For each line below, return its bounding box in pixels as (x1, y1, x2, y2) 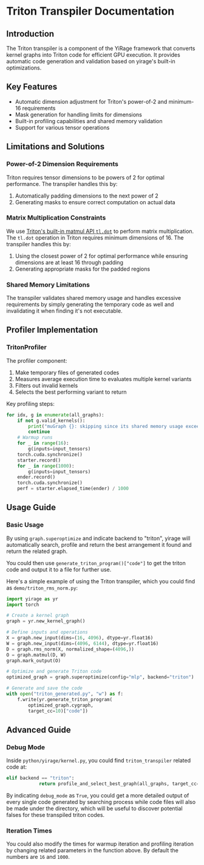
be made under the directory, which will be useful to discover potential (6, 805, 183, 812)
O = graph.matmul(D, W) (6, 652, 67, 658)
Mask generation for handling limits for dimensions (15, 111, 143, 118)
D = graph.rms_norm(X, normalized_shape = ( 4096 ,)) (6, 646, 135, 652)
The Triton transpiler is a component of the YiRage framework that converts (6, 44, 195, 52)
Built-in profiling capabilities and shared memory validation (15, 117, 163, 124)
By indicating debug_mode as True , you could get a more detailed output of (6, 792, 189, 799)
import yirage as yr (6, 596, 59, 602)
